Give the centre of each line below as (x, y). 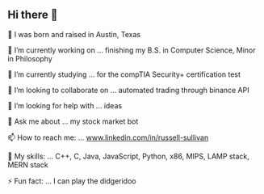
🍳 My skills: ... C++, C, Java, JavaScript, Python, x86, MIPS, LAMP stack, (128, 156)
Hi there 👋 (33, 15)
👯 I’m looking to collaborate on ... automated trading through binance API (128, 90)
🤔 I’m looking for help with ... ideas (65, 105)
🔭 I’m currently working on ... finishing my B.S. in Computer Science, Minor (132, 50)
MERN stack (28, 164)
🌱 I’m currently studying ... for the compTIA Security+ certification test (124, 74)
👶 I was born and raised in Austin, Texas (74, 34)
